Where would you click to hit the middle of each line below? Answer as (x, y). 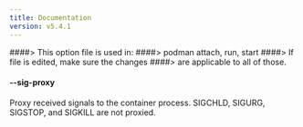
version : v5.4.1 (40, 26)
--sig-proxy (32, 83)
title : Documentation (51, 18)
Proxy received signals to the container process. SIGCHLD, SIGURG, (137, 103)
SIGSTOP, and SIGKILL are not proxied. (83, 112)
